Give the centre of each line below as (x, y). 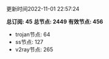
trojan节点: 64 (33, 34)
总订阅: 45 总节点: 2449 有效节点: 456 (55, 22)
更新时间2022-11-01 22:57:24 (43, 9)
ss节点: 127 (29, 42)
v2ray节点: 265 (34, 49)
